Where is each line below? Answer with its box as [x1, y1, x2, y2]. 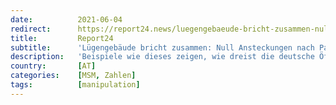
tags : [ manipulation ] [10, 80, 141, 90]
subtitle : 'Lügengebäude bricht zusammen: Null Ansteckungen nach [10, 42, 315, 53]
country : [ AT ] [10, 61, 97, 71]
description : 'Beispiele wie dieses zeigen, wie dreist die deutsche [10, 52, 315, 62]
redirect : [10, 24, 52, 34]
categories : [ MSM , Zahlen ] [10, 71, 137, 81]
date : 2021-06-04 [10, 14, 123, 25]
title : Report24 [10, 33, 114, 43]
